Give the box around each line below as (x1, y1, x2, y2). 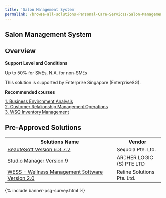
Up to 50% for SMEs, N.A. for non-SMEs (5, 70, 87, 76)
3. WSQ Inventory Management (5, 109, 69, 115)
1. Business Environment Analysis (5, 99, 73, 104)
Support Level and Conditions (5, 60, 68, 66)
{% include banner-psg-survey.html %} (5, 187, 85, 193)
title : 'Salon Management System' (5, 7, 77, 12)
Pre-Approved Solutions (5, 123, 82, 132)
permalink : (5, 12, 28, 17)
